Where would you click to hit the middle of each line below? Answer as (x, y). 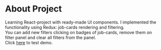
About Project (33, 9)
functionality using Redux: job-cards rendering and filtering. (65, 27)
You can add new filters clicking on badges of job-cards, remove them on (79, 32)
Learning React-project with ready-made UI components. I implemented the (81, 22)
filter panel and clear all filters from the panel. (50, 37)
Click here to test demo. (29, 42)
